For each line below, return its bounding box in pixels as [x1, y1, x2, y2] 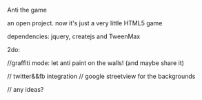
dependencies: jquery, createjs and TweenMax [7, 32, 141, 40]
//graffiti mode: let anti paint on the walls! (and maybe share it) [7, 59, 185, 67]
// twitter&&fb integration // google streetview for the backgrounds [7, 72, 196, 80]
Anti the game [7, 6, 47, 14]
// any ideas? [7, 86, 44, 93]
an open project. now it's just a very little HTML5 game [7, 19, 163, 27]
